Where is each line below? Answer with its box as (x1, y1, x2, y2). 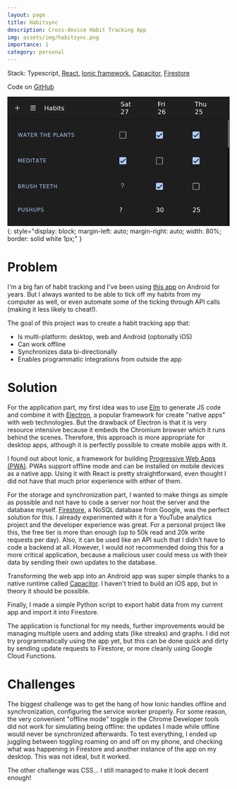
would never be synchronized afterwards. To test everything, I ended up (7, 730, 217, 738)
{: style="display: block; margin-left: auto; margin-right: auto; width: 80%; (7, 227, 222, 236)
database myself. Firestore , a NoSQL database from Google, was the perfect (7, 506, 230, 514)
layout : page (7, 11, 46, 18)
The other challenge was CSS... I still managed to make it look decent (7, 766, 209, 775)
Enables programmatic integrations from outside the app (17, 355, 182, 364)
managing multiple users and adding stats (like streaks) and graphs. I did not (7, 629, 230, 638)
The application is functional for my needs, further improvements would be (7, 622, 225, 630)
